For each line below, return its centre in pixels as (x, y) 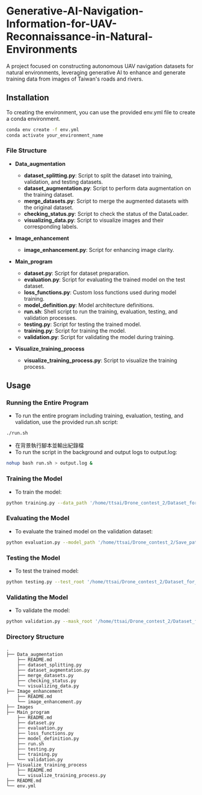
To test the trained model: (47, 571)
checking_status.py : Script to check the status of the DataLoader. (106, 213)
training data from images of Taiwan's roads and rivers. (75, 79)
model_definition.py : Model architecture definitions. (89, 305)
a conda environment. (33, 118)
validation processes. (50, 318)
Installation (28, 98)
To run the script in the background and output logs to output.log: (96, 452)
